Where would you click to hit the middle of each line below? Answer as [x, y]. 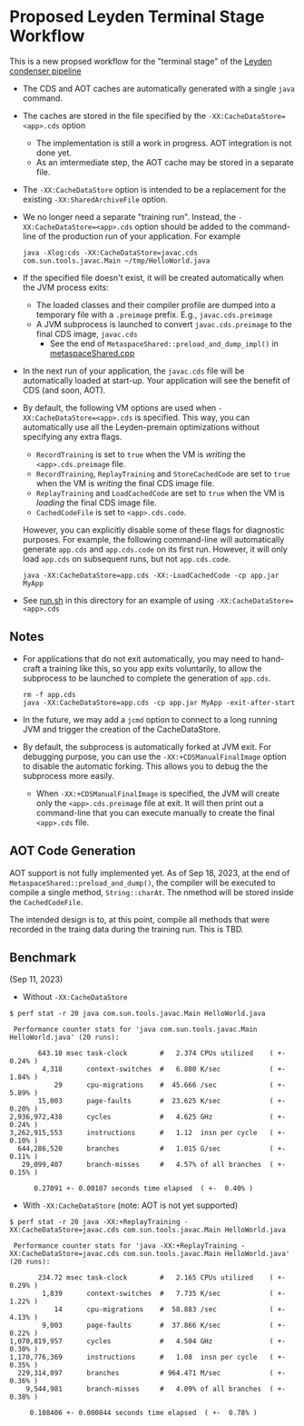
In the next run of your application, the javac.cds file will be [133, 371]
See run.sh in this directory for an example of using [118, 600]
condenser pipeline [45, 71]
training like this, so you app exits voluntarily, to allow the [155, 668]
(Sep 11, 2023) [36, 980]
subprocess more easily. [69, 775]
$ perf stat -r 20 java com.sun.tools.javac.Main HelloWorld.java [137, 1014]
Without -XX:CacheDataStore [75, 997]
